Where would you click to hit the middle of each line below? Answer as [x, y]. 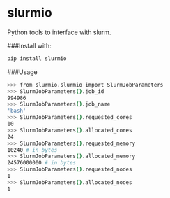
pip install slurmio [37, 58]
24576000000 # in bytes [42, 163]
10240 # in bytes [32, 150]
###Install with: [29, 45]
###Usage [23, 72]
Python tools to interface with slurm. [59, 32]
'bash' [17, 111]
